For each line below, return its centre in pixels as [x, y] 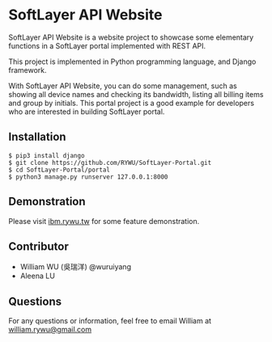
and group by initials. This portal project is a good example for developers [132, 103]
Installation [37, 137]
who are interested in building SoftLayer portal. [87, 112]
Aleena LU [37, 276]
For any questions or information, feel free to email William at [110, 321]
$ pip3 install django [47, 155]
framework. [28, 70]
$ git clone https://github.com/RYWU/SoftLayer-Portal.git [110, 163]
